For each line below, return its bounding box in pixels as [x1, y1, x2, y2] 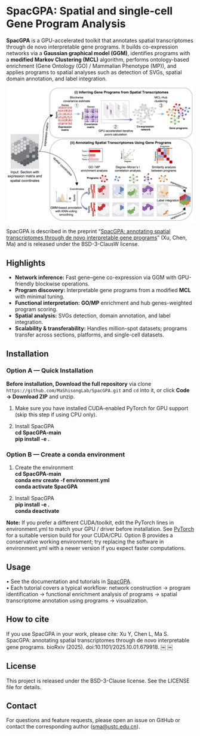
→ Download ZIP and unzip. [6, 393, 75, 400]
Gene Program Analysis [6, 17, 126, 31]
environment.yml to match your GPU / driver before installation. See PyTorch [6, 525, 195, 533]
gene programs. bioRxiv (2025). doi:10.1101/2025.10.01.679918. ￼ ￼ [6, 643, 173, 650]
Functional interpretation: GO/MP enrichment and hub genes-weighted [14, 299, 192, 307]
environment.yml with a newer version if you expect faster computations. [6, 545, 186, 552]
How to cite [6, 614, 50, 624]
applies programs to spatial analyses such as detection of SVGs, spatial [6, 68, 182, 76]
